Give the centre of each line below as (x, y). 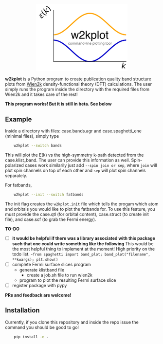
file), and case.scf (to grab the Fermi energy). (51, 219)
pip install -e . (31, 337)
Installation (22, 310)
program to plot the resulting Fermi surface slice (68, 280)
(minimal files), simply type (32, 136)
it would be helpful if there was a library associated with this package (84, 238)
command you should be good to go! (42, 327)
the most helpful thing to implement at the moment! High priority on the (83, 249)
